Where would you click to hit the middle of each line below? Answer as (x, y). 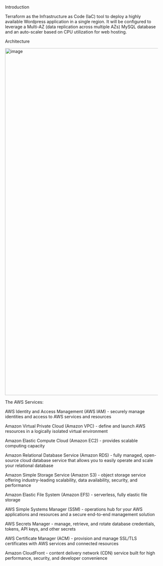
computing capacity (25, 446)
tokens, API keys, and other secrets (41, 529)
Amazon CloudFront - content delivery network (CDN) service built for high (80, 553)
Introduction (17, 7)
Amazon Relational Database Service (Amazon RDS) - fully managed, (74, 455)
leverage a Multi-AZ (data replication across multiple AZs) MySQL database (81, 27)
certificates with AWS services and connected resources (62, 543)
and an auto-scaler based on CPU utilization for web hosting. (66, 32)
